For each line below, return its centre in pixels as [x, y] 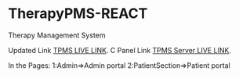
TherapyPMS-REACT [78, 14]
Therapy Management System [57, 35]
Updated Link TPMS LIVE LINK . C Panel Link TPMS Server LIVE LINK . [120, 50]
